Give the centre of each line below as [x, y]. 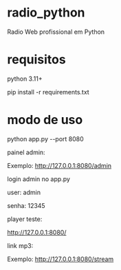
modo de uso [45, 120]
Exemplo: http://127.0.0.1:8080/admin [59, 165]
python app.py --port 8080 [45, 138]
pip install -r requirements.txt [48, 92]
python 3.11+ [25, 79]
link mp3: [20, 245]
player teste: [25, 219]
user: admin [24, 192]
